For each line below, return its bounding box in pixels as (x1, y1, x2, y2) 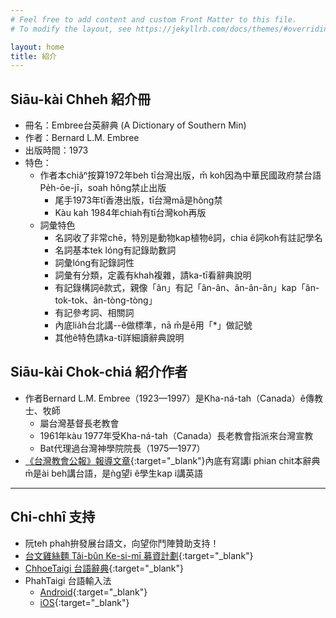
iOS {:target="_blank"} (39, 596, 130, 608)
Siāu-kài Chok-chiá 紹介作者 (10, 364, 188, 381)
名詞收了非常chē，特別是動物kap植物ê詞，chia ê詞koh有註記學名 (54, 232, 323, 244)
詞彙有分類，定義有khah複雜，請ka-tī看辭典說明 (54, 269, 252, 281)
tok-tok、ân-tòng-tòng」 (54, 294, 158, 306)
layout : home (10, 42, 65, 52)
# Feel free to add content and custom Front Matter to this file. (10, 14, 298, 25)
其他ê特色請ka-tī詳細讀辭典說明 (54, 332, 185, 344)
